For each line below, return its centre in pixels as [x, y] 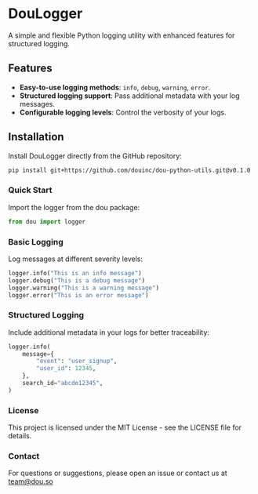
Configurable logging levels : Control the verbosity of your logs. [123, 112]
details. [20, 436]
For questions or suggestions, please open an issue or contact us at [118, 473]
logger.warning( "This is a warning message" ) [84, 288]
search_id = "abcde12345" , [63, 383]
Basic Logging [36, 242]
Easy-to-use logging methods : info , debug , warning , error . [115, 87]
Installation [36, 137]
